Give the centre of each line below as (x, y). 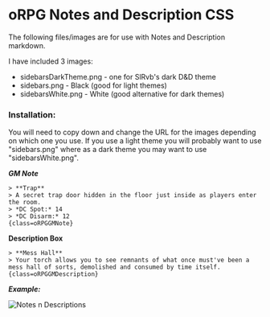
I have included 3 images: (51, 61)
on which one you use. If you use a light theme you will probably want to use (135, 141)
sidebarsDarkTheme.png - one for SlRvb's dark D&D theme (118, 76)
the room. (25, 203)
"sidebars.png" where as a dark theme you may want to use (108, 150)
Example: (25, 289)
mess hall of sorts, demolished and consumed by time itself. (115, 267)
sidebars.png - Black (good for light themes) (93, 85)
